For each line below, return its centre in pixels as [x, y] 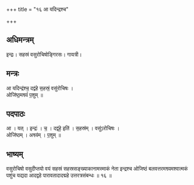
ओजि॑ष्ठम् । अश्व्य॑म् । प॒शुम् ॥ [34, 135]
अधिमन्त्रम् [20, 40]
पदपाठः [16, 114]
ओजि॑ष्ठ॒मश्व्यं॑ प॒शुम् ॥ [25, 95]
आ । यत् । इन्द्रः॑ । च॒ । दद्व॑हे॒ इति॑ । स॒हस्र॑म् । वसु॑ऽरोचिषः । [63, 128]
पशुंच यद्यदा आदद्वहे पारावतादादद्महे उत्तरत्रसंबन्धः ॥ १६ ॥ [59, 175]
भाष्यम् [15, 154]
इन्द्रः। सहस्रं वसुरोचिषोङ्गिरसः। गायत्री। [44, 54]
